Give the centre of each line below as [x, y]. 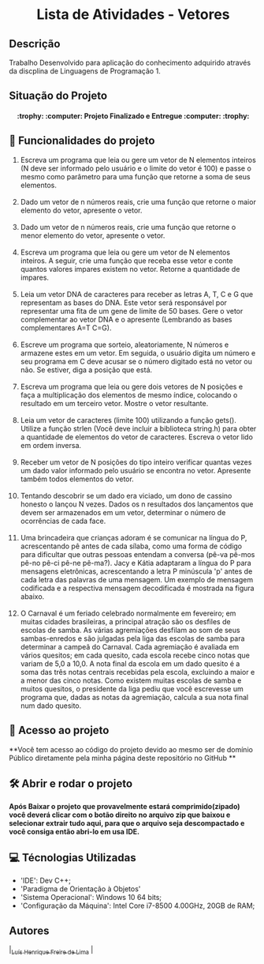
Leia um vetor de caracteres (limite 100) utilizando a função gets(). [128, 420]
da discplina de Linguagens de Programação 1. [85, 71]
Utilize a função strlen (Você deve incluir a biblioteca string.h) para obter [138, 428]
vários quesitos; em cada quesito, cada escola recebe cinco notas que [135, 655]
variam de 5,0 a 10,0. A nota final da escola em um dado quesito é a [130, 663]
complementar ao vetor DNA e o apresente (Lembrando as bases [126, 319]
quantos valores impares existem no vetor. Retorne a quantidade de [130, 269]
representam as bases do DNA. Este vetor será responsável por [124, 303]
